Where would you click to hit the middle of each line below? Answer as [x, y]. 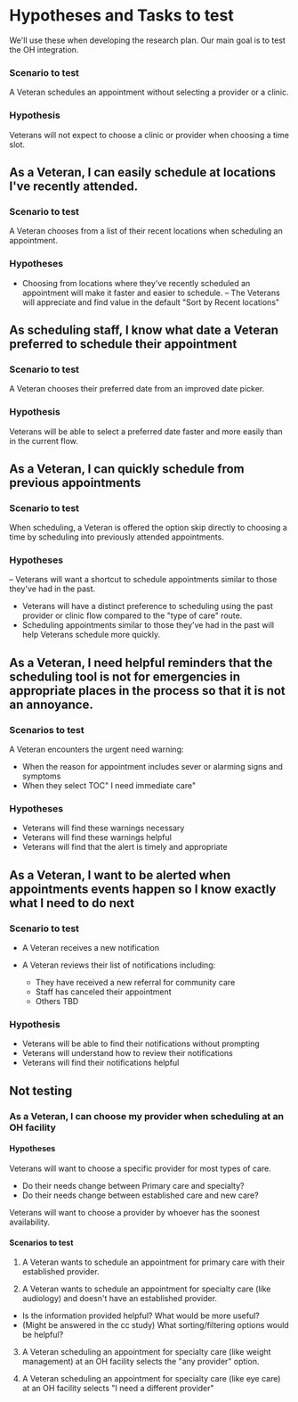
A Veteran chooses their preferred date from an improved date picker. [137, 389]
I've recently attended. [74, 186]
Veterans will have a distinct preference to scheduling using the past [148, 606]
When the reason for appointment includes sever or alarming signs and [152, 767]
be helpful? [43, 1335]
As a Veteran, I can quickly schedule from [127, 469]
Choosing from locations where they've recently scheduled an [136, 283]
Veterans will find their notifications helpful [101, 1063]
